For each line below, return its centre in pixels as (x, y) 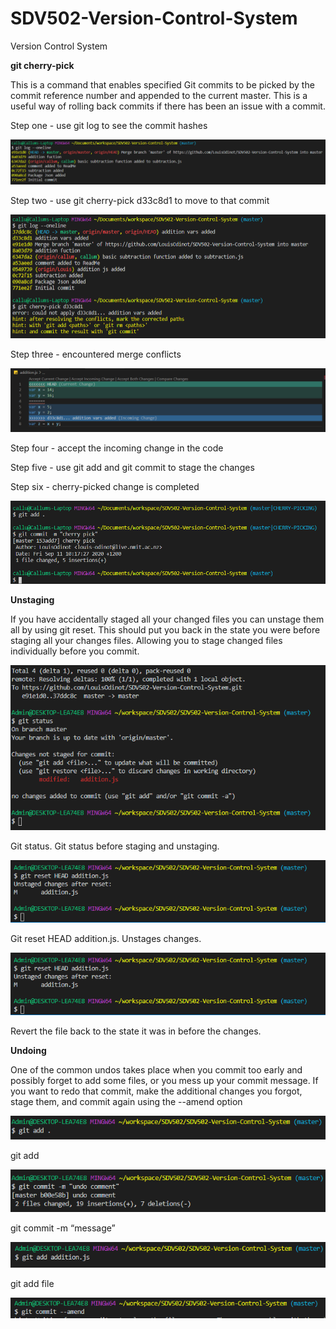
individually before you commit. (75, 651)
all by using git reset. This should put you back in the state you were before (165, 629)
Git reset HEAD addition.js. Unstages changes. (106, 938)
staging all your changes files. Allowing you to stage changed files (146, 640)
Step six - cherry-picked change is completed (105, 486)
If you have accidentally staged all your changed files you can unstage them (167, 619)
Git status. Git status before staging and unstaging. (115, 846)
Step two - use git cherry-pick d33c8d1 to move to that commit (140, 200)
